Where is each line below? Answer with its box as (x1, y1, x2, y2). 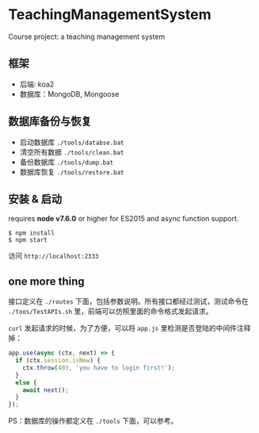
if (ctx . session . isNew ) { (15, 357, 101, 365)
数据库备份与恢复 (8, 115, 92, 128)
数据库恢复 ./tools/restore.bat (19, 167, 124, 176)
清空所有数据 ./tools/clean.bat (19, 147, 124, 156)
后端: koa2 (19, 79, 55, 89)
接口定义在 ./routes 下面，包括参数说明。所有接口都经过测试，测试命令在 (8, 297, 249, 306)
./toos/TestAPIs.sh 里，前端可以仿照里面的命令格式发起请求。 (8, 307, 213, 316)
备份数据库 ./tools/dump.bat (19, 157, 114, 167)
